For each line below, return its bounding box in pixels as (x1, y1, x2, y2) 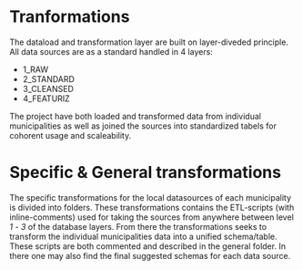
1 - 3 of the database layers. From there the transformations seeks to (9, 221, 267, 232)
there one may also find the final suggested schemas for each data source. (9, 250, 291, 261)
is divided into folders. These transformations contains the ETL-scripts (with (9, 202, 295, 213)
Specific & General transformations (9, 162, 282, 183)
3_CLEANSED (22, 83, 75, 94)
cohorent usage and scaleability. (9, 130, 132, 140)
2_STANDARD (22, 73, 76, 84)
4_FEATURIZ (22, 93, 70, 104)
